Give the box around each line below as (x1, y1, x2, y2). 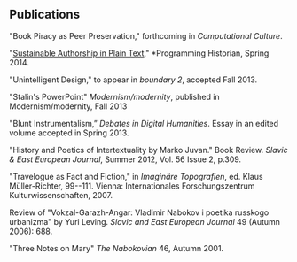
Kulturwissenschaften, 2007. (9, 189, 113, 200)
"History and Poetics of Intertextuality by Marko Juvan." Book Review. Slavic (9, 144, 288, 155)
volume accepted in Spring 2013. (9, 127, 129, 138)
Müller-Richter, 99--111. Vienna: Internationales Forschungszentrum (9, 181, 255, 191)
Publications (9, 7, 81, 22)
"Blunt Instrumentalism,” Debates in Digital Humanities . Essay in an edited (9, 118, 279, 128)
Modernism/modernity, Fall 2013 (9, 101, 128, 112)
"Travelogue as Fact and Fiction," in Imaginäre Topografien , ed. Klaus (9, 171, 263, 181)
